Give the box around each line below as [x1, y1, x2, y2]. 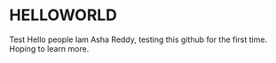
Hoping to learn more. [9, 43, 90, 53]
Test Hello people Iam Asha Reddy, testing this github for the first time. [9, 34, 268, 45]
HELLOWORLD [9, 5, 118, 25]
